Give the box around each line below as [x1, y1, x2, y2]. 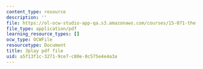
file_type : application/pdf [6, 25, 77, 32]
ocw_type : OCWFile [6, 37, 53, 43]
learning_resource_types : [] [6, 31, 80, 37]
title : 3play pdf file [6, 48, 63, 54]
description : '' [6, 14, 47, 20]
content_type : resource [6, 8, 66, 15]
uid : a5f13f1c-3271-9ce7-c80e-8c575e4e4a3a [6, 53, 118, 59]
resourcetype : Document [6, 43, 66, 49]
